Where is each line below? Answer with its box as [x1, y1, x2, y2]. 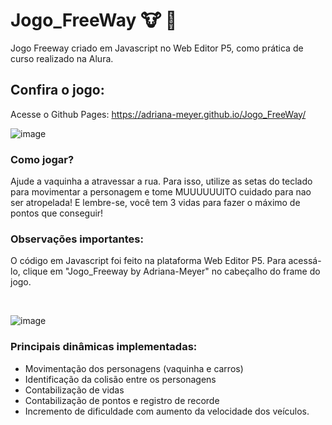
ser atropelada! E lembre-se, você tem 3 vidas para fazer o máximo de [10, 197, 301, 209]
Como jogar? [10, 152, 75, 166]
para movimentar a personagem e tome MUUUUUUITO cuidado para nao [10, 186, 312, 198]
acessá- [288, 255, 322, 267]
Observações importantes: [10, 232, 144, 246]
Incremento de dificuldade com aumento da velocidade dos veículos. [24, 405, 310, 417]
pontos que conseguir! [10, 207, 104, 219]
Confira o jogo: [10, 82, 105, 99]
